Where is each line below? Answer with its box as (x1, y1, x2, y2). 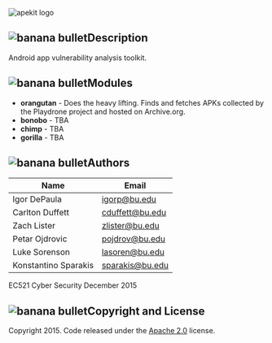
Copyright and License (87, 304, 205, 318)
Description (87, 31, 148, 45)
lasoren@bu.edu (101, 246, 165, 258)
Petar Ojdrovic (12, 233, 68, 245)
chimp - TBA (20, 124, 64, 133)
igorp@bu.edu (101, 193, 157, 205)
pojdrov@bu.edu (101, 233, 165, 245)
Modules (87, 76, 133, 90)
